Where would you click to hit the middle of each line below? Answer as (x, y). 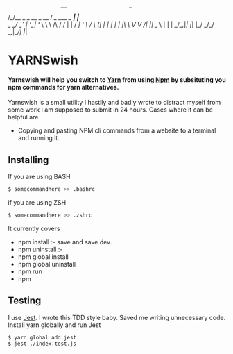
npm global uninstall (47, 264)
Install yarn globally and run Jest (54, 325)
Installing (28, 160)
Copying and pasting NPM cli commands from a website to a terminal (117, 130)
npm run (30, 271)
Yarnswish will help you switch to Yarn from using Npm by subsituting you (117, 79)
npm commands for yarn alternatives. (63, 87)
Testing (25, 301)
